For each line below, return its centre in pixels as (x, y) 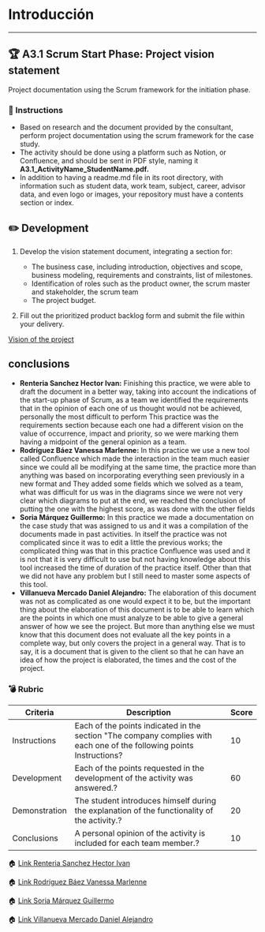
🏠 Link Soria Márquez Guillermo (61, 900)
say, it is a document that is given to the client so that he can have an (132, 651)
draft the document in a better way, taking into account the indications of (138, 391)
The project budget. (63, 300)
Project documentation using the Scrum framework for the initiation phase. (129, 89)
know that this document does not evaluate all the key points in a (125, 634)
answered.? (96, 788)
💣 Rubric (26, 689)
